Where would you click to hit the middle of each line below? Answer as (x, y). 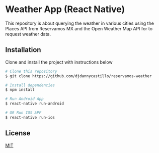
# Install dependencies (30, 85)
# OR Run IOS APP (23, 113)
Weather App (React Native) (65, 9)
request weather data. (28, 34)
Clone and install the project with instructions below (59, 62)
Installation (23, 50)
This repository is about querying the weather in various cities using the (80, 23)
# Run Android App (24, 99)
